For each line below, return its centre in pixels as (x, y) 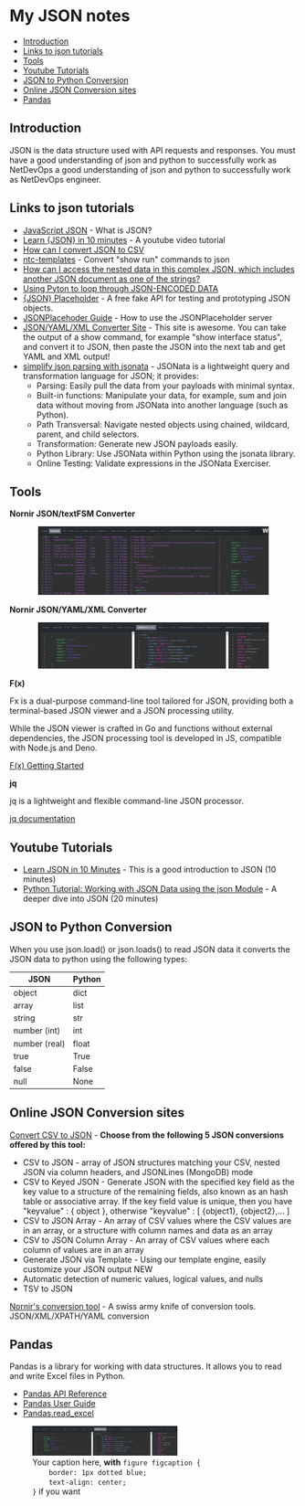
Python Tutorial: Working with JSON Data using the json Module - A (150, 888)
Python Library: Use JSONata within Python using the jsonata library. (166, 453)
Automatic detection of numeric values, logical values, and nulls (142, 1278)
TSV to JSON (47, 1289)
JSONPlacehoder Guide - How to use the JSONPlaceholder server (147, 317)
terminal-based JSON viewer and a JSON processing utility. (122, 711)
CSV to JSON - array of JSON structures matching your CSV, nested (151, 1162)
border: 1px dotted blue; (98, 1472)
